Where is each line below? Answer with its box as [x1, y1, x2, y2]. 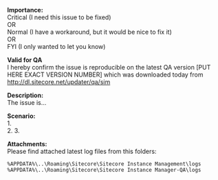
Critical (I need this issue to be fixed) [7, 13, 111, 21]
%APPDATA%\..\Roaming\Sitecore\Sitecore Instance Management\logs [7, 161, 201, 168]
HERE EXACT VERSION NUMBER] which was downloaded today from [7, 70, 204, 79]
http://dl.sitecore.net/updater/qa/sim [7, 78, 111, 86]
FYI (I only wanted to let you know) [7, 43, 106, 50]
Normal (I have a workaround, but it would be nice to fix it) [7, 28, 172, 36]
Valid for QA [7, 56, 43, 64]
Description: [7, 91, 43, 99]
